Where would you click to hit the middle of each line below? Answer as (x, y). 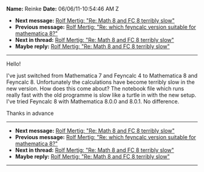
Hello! (14, 64)
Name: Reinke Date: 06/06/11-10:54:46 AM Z (63, 9)
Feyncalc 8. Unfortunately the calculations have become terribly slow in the (101, 82)
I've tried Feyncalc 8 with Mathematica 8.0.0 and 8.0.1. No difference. (93, 101)
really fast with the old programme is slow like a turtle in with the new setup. (101, 95)
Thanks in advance (30, 113)
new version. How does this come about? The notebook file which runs (95, 88)
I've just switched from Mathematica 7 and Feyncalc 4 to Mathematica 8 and (102, 76)
